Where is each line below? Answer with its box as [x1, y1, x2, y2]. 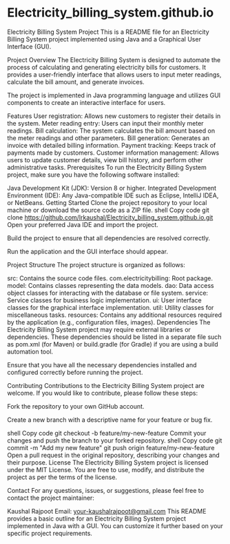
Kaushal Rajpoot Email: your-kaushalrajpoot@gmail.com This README [7, 507, 207, 515]
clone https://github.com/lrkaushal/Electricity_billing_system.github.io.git [7, 213, 213, 222]
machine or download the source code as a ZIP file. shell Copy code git [7, 206, 210, 214]
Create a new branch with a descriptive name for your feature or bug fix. [7, 416, 213, 424]
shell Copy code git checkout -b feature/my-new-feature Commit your [7, 429, 207, 437]
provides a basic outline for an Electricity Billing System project [7, 514, 187, 523]
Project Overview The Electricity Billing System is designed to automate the [7, 55, 221, 64]
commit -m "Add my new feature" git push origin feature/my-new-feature [7, 443, 215, 451]
